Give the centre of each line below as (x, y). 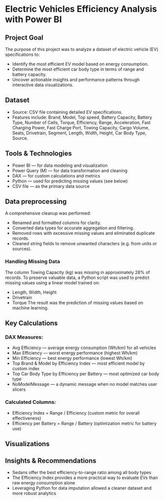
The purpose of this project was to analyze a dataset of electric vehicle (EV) (82, 49)
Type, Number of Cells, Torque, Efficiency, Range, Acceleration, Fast (81, 122)
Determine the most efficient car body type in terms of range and (78, 69)
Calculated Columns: (31, 402)
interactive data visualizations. (43, 85)
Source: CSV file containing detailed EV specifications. (67, 112)
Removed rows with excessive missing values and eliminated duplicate (83, 233)
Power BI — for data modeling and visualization (60, 165)
